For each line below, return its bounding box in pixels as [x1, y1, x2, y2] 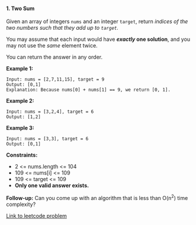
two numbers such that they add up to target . [6, 24, 119, 31]
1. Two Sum [6, 5, 35, 12]
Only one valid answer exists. [14, 182, 89, 189]
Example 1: [6, 65, 34, 72]
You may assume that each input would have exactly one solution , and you [6, 36, 191, 43]
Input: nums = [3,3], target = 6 [6, 136, 89, 142]
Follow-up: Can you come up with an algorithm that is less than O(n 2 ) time [6, 194, 188, 201]
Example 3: [6, 125, 34, 132]
